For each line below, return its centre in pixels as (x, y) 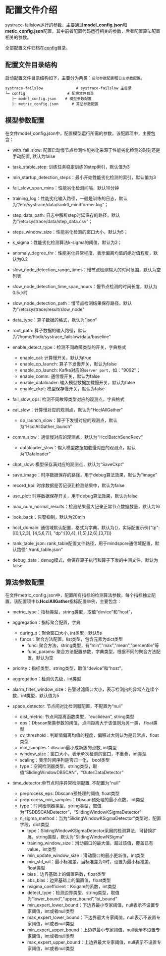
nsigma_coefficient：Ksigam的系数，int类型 (72, 887)
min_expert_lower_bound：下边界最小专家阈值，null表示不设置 (91, 905)
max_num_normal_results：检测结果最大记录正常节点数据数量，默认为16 (86, 506)
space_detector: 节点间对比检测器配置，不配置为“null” (67, 706)
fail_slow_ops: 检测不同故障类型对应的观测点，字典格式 (68, 399)
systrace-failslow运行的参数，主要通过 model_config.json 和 (66, 25)
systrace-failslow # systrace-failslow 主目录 (68, 88)
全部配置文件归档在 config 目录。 (38, 48)
